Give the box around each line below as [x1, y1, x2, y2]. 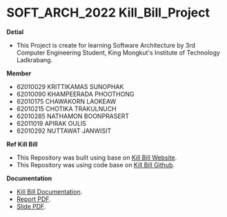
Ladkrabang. [16, 55, 53, 64]
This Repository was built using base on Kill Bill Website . [16, 153, 177, 162]
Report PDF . [16, 195, 51, 203]
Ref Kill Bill [6, 140, 38, 148]
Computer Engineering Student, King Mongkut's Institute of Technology [16, 48, 220, 57]
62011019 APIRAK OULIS [16, 119, 87, 127]
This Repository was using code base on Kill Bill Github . [16, 160, 175, 169]
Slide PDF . [16, 202, 46, 210]
